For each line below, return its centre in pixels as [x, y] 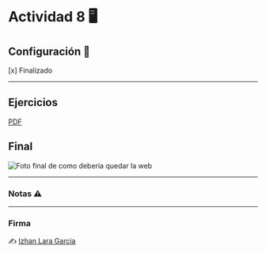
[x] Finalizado [30, 70]
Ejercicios [33, 102]
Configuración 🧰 [49, 51]
